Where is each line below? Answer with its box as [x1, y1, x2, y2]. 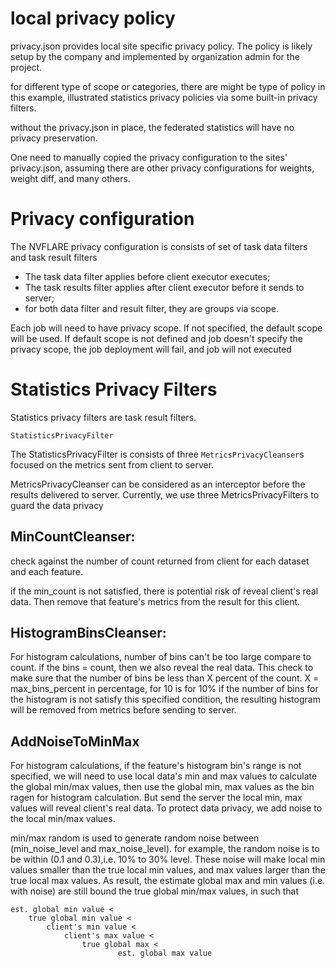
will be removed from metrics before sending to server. [10, 704, 237, 716]
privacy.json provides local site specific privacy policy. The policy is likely [10, 40, 313, 52]
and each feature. [10, 565, 84, 577]
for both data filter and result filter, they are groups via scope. [24, 302, 279, 314]
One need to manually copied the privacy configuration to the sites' [10, 151, 288, 163]
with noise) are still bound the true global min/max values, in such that [10, 885, 300, 897]
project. [10, 61, 43, 73]
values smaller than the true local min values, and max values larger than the [10, 864, 326, 876]
